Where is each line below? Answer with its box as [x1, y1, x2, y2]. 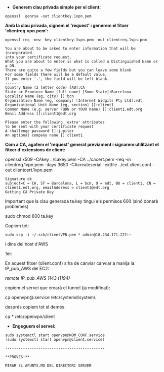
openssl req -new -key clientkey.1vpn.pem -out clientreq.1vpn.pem [5, 37, 147, 42]
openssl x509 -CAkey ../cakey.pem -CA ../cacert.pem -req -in [5, 156, 131, 162]
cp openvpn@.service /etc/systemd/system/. [5, 295, 97, 300]
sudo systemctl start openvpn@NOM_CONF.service [5, 333, 105, 338]
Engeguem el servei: [12, 323, 56, 329]
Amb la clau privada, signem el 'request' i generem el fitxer [5, 22, 129, 28]
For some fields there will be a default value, [5, 72, 107, 77]
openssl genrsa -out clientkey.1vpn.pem [5, 14, 92, 19]
